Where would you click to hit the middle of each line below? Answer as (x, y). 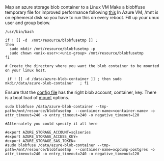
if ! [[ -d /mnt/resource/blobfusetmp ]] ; (51, 40)
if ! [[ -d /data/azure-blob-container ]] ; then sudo (64, 79)
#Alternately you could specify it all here (51, 124)
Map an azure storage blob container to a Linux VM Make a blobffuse (75, 7)
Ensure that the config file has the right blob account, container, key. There (81, 92)
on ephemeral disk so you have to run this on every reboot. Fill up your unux (82, 17)
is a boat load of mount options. (37, 97)
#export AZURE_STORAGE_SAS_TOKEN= (41, 141)
